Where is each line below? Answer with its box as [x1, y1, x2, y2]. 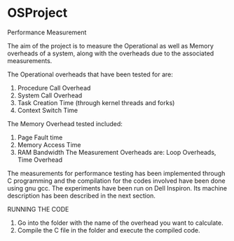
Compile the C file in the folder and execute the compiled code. [17, 226, 200, 234]
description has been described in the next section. [7, 191, 156, 200]
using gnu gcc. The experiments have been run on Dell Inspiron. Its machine [7, 184, 228, 192]
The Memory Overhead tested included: [7, 119, 123, 128]
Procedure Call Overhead [17, 83, 91, 92]
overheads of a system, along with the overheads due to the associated [7, 49, 214, 57]
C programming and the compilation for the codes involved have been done [7, 177, 226, 185]
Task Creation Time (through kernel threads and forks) [17, 98, 175, 106]
